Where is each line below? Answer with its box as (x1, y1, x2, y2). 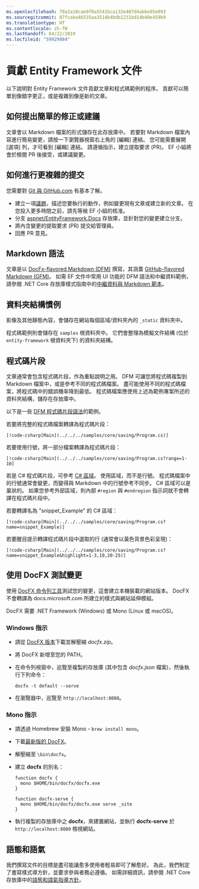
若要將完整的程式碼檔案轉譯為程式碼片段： (6, 421, 110, 427)
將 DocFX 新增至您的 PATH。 (14, 651, 86, 658)
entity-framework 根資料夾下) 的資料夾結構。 (6, 337, 116, 344)
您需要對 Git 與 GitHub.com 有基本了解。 (6, 187, 106, 194)
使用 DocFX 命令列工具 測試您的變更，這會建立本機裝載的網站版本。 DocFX (6, 587, 189, 594)
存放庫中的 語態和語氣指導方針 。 (6, 876, 84, 884)
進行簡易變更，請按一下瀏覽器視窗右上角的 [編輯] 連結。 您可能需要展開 (11, 135, 187, 143)
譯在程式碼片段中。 (6, 495, 53, 501)
